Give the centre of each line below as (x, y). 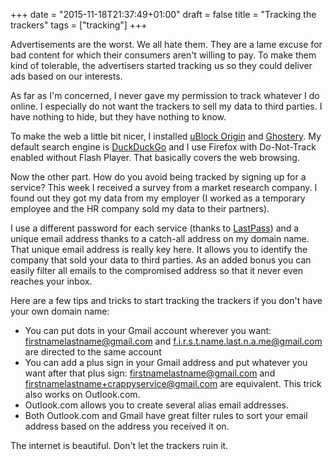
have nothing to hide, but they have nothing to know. (118, 117)
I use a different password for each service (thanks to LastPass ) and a (155, 228)
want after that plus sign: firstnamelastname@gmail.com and (150, 373)
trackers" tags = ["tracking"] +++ (79, 25)
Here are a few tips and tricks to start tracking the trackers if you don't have (166, 300)
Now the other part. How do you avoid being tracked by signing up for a (158, 177)
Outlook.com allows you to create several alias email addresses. (157, 405)
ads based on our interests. (66, 76)
